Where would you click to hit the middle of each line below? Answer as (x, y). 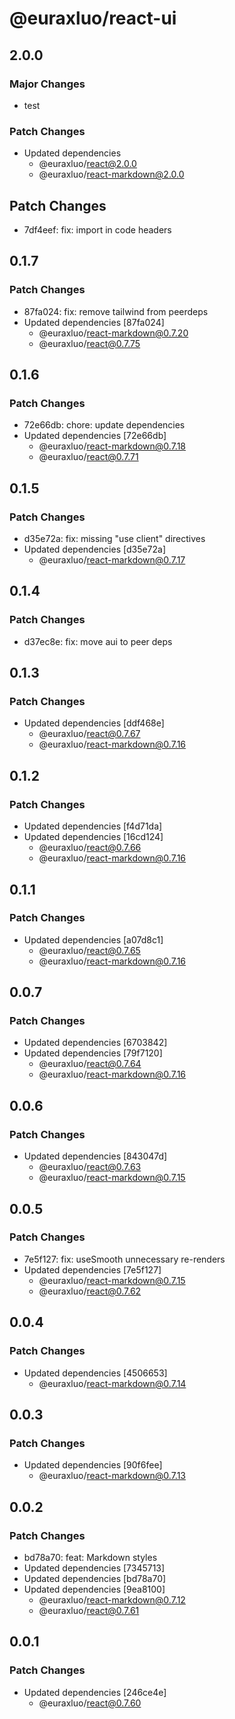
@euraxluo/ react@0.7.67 (89, 734)
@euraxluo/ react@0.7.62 (90, 1291)
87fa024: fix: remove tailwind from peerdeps (116, 311)
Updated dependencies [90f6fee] (93, 1465)
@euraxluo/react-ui (93, 18)
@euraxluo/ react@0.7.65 (89, 950)
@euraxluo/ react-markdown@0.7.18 (112, 446)
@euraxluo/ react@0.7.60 (90, 1703)
